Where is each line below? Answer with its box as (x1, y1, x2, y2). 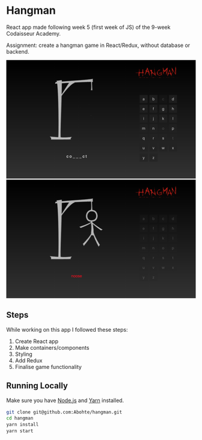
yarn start (6, 428, 34, 434)
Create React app (14, 338, 59, 345)
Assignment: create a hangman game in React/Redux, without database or (6, 42, 191, 49)
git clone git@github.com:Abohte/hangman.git (6, 409, 122, 415)
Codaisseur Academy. (6, 29, 61, 37)
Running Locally (6, 380, 68, 391)
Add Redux (14, 356, 43, 364)
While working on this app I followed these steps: (6, 326, 128, 333)
